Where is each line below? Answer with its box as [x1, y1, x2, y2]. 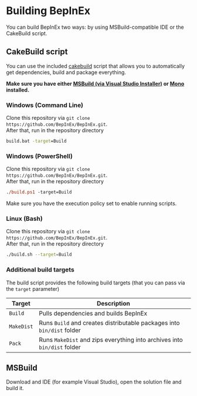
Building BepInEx [6, 4, 91, 18]
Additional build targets [6, 266, 74, 274]
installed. [6, 86, 30, 93]
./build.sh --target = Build [6, 251, 72, 258]
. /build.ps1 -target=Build [6, 189, 72, 195]
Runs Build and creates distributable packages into [39, 318, 180, 327]
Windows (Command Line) [6, 101, 84, 109]
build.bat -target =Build [6, 138, 67, 145]
